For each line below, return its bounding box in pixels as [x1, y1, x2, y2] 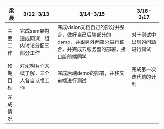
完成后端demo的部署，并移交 [57, 70, 124, 76]
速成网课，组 [20, 35, 50, 42]
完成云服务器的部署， [72, 46, 121, 53]
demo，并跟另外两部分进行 [57, 39, 120, 45]
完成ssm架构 [20, 28, 50, 34]
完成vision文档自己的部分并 [57, 24, 120, 31]
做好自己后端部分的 [67, 31, 111, 38]
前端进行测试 [57, 77, 87, 84]
